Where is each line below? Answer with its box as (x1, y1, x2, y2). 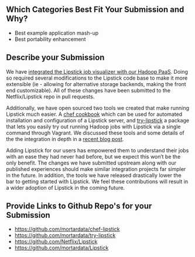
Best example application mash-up (14, 29, 99, 36)
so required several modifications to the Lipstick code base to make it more (6, 74, 188, 81)
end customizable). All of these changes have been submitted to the (6, 87, 171, 94)
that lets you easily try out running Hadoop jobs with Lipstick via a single (6, 123, 181, 130)
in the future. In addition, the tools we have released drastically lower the (6, 172, 182, 179)
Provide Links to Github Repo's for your (6, 201, 152, 211)
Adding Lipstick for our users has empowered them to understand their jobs (6, 146, 189, 154)
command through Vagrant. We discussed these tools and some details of (6, 129, 184, 136)
